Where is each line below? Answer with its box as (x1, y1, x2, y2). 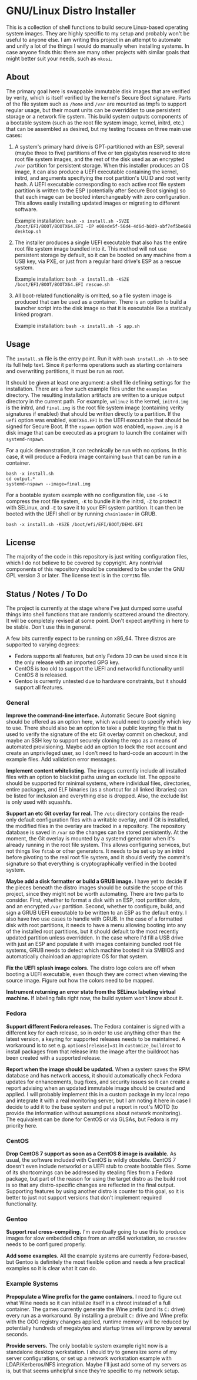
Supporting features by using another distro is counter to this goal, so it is (6, 1188, 184, 1195)
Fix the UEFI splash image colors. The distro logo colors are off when (6, 964, 175, 971)
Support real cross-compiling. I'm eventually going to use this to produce (6, 1228, 186, 1236)
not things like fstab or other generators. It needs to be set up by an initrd (6, 847, 185, 855)
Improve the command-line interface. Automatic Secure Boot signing (6, 712, 176, 719)
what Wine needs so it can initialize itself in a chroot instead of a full (6, 1299, 171, 1306)
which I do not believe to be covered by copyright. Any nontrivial (6, 559, 163, 567)
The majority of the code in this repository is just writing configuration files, (6, 553, 189, 560)
